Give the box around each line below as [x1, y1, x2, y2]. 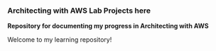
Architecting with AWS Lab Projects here [7, 6, 151, 16]
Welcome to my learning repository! [7, 35, 112, 44]
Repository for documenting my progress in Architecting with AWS [7, 22, 209, 30]
